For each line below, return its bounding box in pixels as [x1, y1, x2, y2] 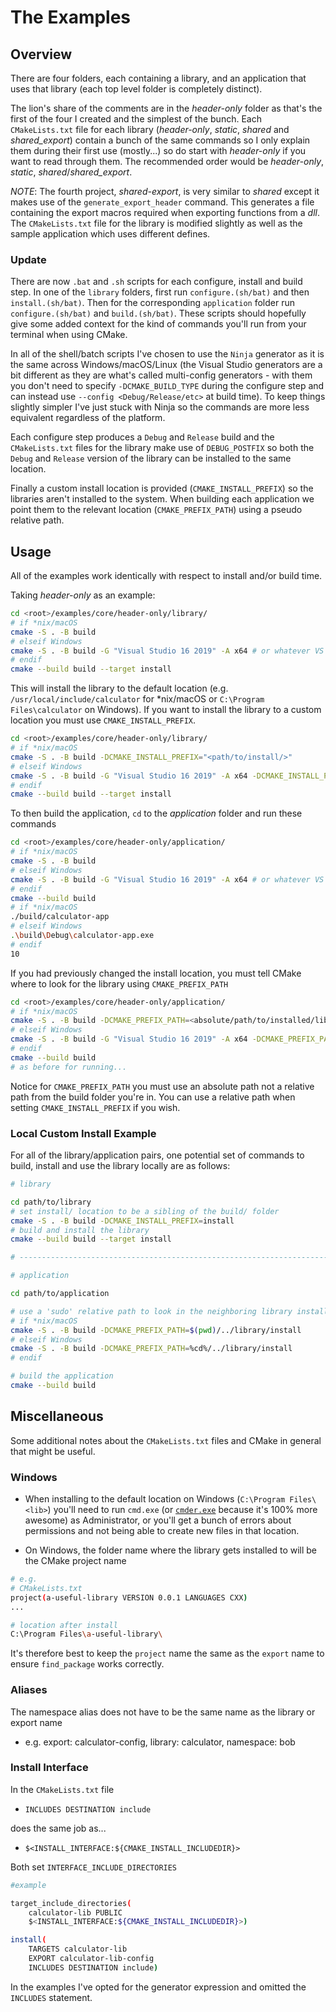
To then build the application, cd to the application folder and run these [10, 807, 303, 820]
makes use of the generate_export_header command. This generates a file [10, 196, 315, 208]
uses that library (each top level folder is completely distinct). [10, 83, 263, 95]
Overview [10, 46, 73, 63]
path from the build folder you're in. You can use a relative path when [10, 1091, 296, 1103]
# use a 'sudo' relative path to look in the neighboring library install [10, 1306, 329, 1316]
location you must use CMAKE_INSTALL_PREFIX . [10, 714, 197, 726]
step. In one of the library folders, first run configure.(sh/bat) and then [10, 286, 310, 298]
